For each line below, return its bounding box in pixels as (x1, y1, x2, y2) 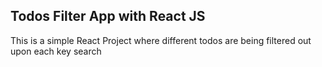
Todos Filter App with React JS (10, 8, 206, 25)
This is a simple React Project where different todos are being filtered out (10, 34, 312, 46)
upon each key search (10, 45, 102, 57)
